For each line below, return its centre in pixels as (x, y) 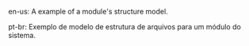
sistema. (22, 35)
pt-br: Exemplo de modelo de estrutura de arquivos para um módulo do (125, 27)
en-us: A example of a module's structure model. (88, 11)
